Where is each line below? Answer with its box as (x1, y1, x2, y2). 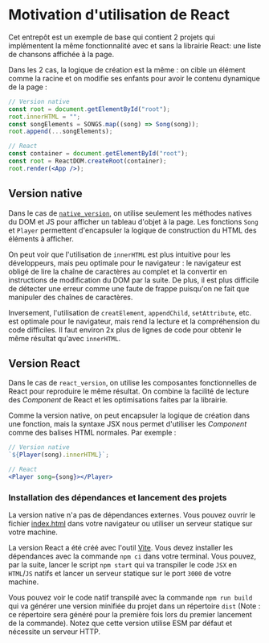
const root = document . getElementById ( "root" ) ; (8, 105, 171, 113)
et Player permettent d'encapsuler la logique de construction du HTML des (8, 225, 257, 235)
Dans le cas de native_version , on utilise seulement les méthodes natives (8, 208, 252, 218)
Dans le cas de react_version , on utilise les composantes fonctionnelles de (8, 378, 257, 388)
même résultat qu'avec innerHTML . (8, 333, 121, 343)
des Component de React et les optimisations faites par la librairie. (8, 395, 228, 405)
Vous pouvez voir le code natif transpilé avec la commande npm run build (8, 593, 253, 603)
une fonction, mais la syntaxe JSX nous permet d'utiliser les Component (8, 419, 247, 429)
